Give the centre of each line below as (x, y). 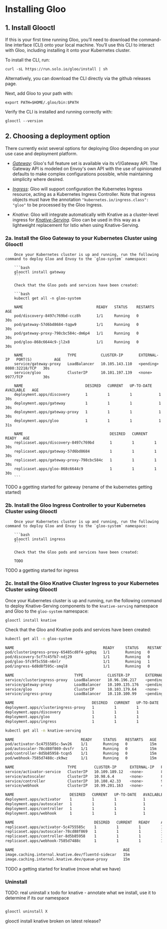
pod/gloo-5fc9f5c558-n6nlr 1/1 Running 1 (78, 662)
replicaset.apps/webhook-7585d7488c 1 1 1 (73, 841)
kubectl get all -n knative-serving (43, 731)
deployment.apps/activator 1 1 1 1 (75, 800)
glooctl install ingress (40, 539)
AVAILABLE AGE (22, 390)
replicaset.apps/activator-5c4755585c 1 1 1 (73, 827)
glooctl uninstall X (27, 912)
